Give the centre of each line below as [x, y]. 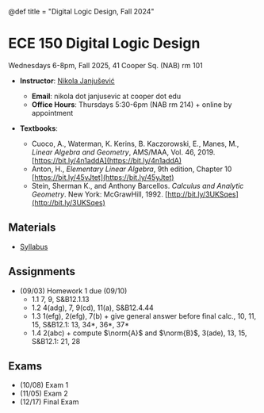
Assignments [42, 272]
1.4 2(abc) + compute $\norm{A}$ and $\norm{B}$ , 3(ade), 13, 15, [139, 333]
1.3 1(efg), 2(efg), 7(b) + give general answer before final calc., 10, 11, [143, 315]
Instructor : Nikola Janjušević [67, 80]
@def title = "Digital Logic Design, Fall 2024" [81, 11]
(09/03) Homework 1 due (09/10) [73, 291]
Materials [32, 228]
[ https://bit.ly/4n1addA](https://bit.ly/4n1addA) [107, 160]
